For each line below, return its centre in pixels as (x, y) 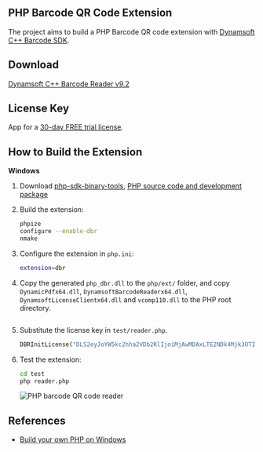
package (34, 195)
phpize (30, 224)
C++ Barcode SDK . (39, 40)
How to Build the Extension (75, 152)
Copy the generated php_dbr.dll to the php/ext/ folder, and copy (124, 282)
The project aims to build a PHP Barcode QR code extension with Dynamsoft (131, 31)
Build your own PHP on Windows (73, 439)
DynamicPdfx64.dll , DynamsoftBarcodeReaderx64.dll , (104, 291)
